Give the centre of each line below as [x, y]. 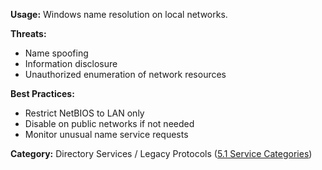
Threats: [28, 33]
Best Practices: [42, 93]
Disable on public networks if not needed [109, 123]
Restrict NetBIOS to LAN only [84, 113]
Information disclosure [71, 63]
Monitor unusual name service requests [106, 134]
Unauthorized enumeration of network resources [125, 74]
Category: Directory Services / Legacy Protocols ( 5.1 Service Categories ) [161, 153]
